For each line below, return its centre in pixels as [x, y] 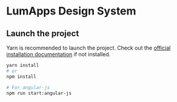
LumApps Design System [71, 11]
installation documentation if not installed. [58, 54]
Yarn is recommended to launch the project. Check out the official [88, 48]
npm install [21, 77]
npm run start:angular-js [39, 93]
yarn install [23, 65]
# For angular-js [28, 88]
